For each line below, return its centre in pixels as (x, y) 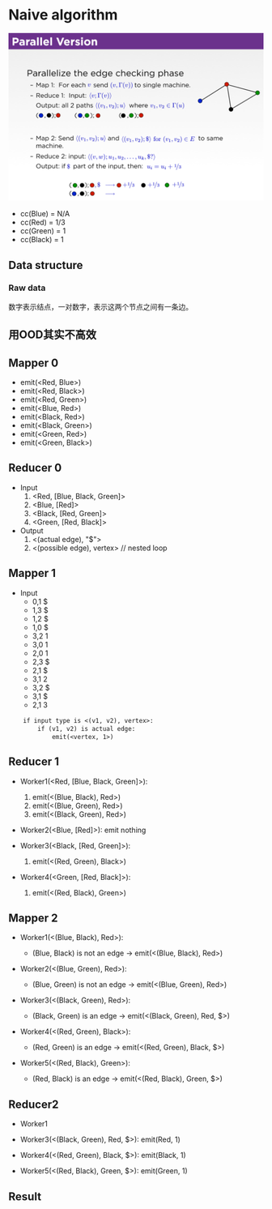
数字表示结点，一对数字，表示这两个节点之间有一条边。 (100, 306)
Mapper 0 (34, 363)
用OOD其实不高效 (53, 335)
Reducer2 (34, 1104)
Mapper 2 (33, 918)
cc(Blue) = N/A (45, 214)
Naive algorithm (63, 15)
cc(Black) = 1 (42, 240)
